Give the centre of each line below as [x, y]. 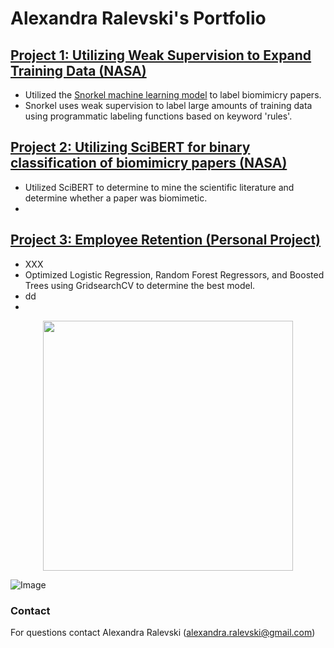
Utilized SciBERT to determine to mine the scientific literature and [159, 187]
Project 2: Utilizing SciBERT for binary [130, 147]
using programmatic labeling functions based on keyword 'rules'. [158, 116]
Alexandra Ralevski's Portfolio [138, 18]
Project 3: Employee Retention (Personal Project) [165, 240]
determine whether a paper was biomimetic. [116, 198]
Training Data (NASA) [78, 70]
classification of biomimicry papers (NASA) [149, 163]
